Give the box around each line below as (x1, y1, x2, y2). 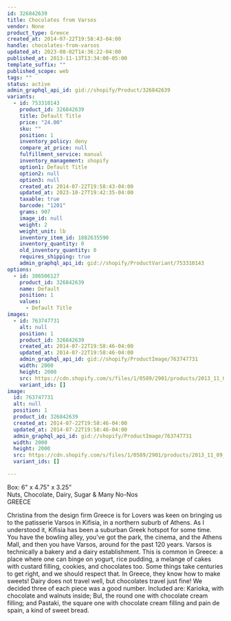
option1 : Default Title (19, 163, 88, 171)
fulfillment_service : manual (19, 151, 103, 158)
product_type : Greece (7, 29, 69, 36)
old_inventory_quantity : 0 (19, 247, 97, 254)
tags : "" (7, 74, 32, 81)
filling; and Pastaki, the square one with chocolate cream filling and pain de (7, 598, 220, 607)
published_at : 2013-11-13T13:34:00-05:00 (7, 55, 128, 62)
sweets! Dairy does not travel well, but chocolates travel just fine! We (7, 576, 203, 585)
